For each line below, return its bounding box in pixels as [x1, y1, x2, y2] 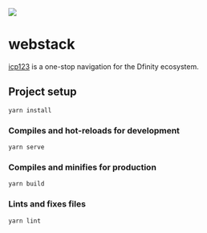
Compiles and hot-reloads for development [8, 125, 181, 136]
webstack [8, 35, 75, 54]
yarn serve [8, 143, 45, 152]
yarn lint [8, 217, 42, 225]
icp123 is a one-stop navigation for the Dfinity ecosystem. [8, 61, 199, 72]
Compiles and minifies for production [8, 161, 156, 173]
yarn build [8, 180, 45, 188]
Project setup [8, 85, 78, 99]
